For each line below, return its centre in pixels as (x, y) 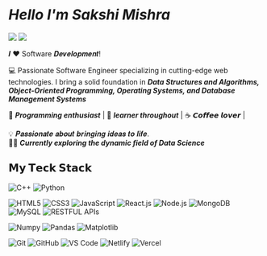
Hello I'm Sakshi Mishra (90, 15)
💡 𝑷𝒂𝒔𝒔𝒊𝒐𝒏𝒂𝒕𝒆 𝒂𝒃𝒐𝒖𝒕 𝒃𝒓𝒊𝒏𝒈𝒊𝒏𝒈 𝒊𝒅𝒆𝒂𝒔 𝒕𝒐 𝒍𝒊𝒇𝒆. (79, 134)
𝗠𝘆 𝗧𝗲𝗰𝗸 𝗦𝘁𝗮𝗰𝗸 (50, 168)
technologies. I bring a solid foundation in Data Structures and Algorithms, (134, 81)
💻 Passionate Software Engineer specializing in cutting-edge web (118, 70)
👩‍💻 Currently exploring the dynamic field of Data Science (106, 142)
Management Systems (48, 99)
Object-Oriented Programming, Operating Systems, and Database (122, 90)
